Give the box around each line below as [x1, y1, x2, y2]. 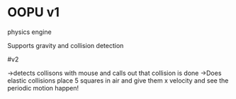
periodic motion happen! [7, 83, 79, 92]
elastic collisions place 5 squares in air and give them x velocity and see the [7, 76, 229, 85]
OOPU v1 [7, 4, 60, 21]
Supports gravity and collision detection [7, 41, 124, 49]
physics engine [7, 28, 52, 36]
